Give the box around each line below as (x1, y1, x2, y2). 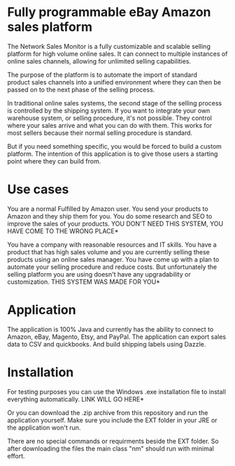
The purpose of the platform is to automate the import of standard (7, 71, 198, 79)
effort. (7, 451, 26, 460)
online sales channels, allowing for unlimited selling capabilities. (7, 57, 191, 65)
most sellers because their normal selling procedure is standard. (7, 129, 193, 137)
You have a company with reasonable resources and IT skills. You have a (7, 240, 217, 249)
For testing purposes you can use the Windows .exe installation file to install (7, 387, 226, 395)
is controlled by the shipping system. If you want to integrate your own (7, 106, 211, 115)
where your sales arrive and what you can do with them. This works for (7, 121, 213, 129)
